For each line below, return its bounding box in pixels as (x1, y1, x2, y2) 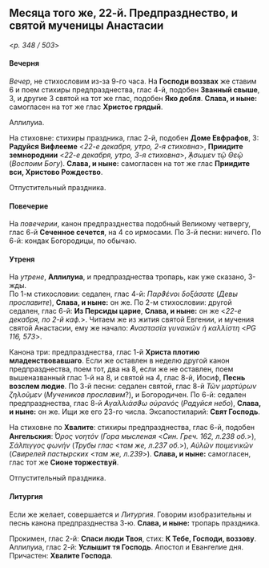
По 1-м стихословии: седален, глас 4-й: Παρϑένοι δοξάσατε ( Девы (9, 289, 239, 299)
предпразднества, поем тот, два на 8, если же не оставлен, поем (9, 364, 234, 374)
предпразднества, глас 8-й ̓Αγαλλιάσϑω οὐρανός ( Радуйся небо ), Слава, (9, 399, 261, 408)
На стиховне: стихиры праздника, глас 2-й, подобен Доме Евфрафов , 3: (9, 133, 259, 143)
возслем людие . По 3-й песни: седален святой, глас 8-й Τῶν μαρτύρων (9, 381, 257, 392)
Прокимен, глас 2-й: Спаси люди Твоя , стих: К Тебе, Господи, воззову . (9, 534, 257, 543)
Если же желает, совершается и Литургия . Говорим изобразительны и (9, 509, 251, 519)
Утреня (9, 254, 35, 264)
